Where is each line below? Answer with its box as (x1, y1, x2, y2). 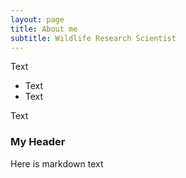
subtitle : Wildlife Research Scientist (10, 33, 177, 43)
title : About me (10, 24, 78, 34)
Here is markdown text (10, 157, 104, 170)
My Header (10, 135, 66, 149)
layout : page (10, 14, 65, 25)
